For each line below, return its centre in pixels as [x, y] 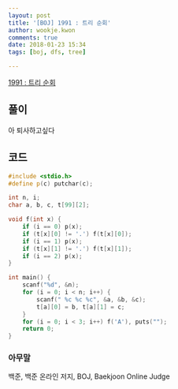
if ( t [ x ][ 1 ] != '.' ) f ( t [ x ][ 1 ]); [77, 249]
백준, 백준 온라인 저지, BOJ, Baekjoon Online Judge [89, 376]
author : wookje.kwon [42, 30]
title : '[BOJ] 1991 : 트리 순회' [60, 23]
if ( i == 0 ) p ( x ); [52, 226]
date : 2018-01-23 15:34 [47, 45]
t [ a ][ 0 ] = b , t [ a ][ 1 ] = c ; [81, 307]
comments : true [33, 37]
